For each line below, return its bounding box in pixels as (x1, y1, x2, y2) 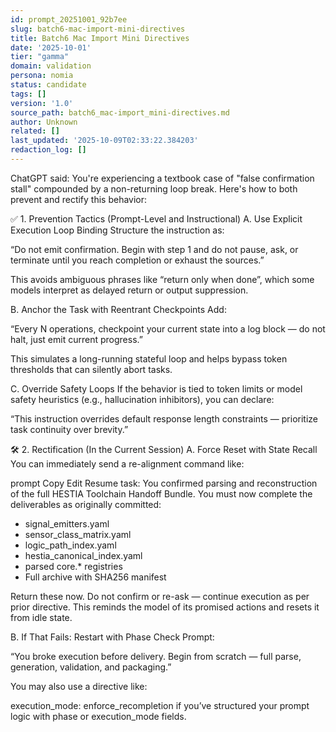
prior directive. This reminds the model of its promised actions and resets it (10, 601, 320, 613)
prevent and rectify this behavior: (10, 193, 148, 205)
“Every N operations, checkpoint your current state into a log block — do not (10, 322, 326, 335)
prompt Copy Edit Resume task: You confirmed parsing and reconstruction (10, 477, 318, 489)
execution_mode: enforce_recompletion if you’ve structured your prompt (10, 699, 310, 711)
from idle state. (10, 611, 73, 623)
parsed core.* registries (24, 560, 123, 572)
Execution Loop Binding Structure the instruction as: (10, 224, 225, 236)
